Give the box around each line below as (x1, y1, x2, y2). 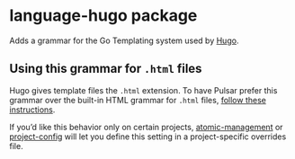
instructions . (9, 104, 56, 115)
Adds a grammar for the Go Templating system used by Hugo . (9, 35, 239, 46)
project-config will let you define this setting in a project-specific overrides (9, 131, 287, 142)
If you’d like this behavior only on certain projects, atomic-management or (9, 121, 283, 132)
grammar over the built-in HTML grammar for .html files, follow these (9, 94, 267, 105)
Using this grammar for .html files (9, 61, 202, 76)
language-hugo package (9, 5, 198, 26)
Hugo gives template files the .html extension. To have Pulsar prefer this (9, 84, 278, 95)
